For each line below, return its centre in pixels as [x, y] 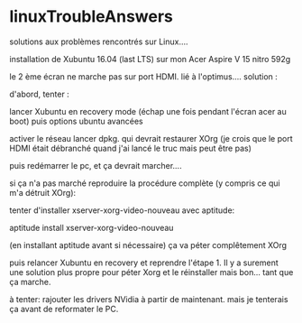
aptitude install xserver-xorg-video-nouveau [92, 227]
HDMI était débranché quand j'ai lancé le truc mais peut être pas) [131, 148]
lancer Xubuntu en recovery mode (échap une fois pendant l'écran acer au [148, 111]
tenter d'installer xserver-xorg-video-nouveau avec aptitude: [122, 210]
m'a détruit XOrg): [43, 192]
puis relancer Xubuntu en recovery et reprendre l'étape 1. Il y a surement [144, 263]
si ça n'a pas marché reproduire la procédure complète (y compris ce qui [145, 183]
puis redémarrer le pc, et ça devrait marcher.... [96, 165]
